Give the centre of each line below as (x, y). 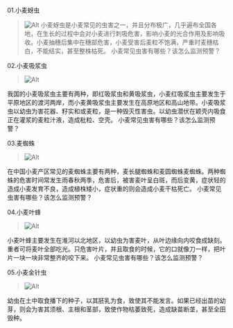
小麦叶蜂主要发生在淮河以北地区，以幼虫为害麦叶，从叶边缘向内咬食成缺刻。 (116, 240)
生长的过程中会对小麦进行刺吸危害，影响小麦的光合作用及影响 (131, 34)
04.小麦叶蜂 (24, 212)
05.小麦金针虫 (27, 272)
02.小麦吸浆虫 (27, 66)
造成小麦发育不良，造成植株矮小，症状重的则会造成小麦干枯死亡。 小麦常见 (114, 189)
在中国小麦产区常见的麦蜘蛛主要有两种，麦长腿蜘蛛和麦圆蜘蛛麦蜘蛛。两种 (113, 171)
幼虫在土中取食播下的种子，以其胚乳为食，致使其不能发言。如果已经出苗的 (113, 301)
